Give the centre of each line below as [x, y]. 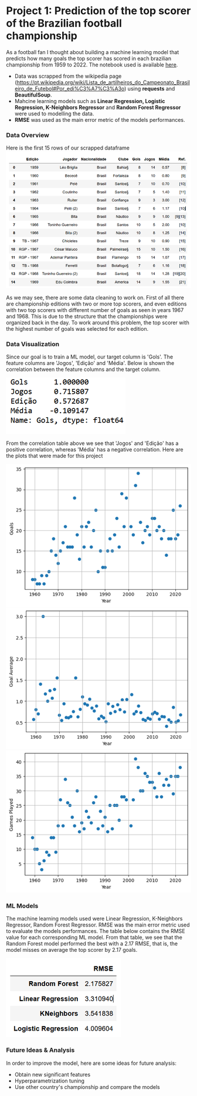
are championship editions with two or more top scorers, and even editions [96, 304]
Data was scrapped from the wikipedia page [68, 76]
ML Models [22, 906]
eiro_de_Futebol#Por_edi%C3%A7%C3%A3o [69, 88]
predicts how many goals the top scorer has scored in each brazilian [89, 58]
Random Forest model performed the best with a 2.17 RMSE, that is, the [92, 944]
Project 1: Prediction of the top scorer [98, 11]
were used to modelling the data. [54, 114]
